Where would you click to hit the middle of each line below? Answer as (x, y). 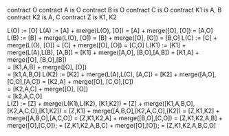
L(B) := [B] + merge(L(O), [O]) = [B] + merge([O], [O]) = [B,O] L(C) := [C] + (112, 38)
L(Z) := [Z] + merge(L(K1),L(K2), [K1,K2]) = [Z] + (75, 103)
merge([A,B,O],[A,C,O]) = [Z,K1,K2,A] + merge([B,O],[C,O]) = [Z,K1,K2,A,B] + (115, 118)
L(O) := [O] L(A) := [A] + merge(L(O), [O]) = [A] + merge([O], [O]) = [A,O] (110, 31)
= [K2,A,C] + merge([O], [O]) (48, 89)
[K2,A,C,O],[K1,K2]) (34, 111)
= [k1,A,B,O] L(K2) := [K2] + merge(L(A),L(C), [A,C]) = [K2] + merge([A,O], (112, 74)
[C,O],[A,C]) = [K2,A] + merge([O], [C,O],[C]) (70, 81)
